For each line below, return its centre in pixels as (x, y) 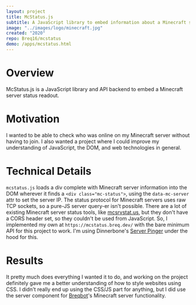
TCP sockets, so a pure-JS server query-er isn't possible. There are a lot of (97, 206)
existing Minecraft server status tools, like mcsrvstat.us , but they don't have (97, 212)
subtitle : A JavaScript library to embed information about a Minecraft (96, 22)
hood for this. (22, 237)
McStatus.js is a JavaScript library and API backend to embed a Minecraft (94, 89)
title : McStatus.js (30, 17)
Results (25, 260)
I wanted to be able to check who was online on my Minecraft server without (98, 135)
